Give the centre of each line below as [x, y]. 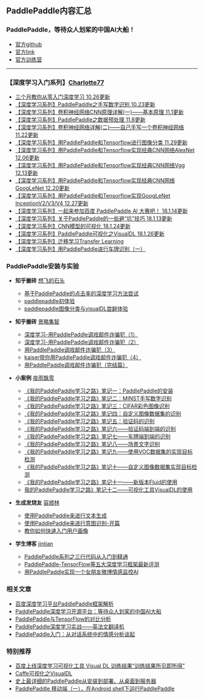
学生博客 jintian [34, 544]
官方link [25, 52]
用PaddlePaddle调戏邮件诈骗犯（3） [70, 350]
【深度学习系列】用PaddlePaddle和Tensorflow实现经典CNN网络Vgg [100, 165]
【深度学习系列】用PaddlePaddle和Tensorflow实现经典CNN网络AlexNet [105, 150]
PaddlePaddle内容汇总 [49, 11]
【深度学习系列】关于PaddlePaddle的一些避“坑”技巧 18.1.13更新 [93, 218]
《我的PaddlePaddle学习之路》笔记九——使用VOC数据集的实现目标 [108, 452]
